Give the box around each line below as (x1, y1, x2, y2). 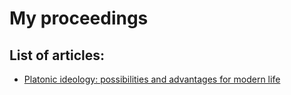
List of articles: (9, 47, 106, 64)
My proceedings (9, 7, 149, 30)
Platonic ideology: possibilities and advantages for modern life (23, 73, 281, 85)
